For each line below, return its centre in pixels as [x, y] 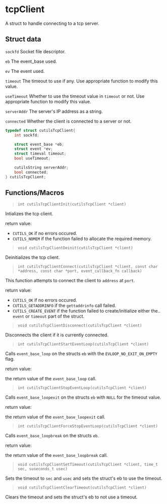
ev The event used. [25, 71]
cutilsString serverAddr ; [42, 168]
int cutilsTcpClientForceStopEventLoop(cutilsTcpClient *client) [88, 427]
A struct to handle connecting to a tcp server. [52, 23]
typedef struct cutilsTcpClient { [40, 130]
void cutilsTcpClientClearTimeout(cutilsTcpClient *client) [82, 488]
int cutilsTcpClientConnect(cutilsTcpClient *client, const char [88, 267]
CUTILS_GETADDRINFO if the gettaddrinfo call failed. [64, 305]
